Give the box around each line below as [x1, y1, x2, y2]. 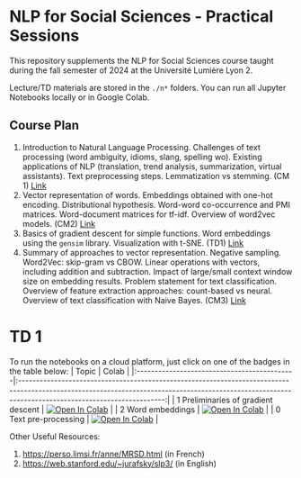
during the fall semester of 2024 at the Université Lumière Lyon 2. [9, 65, 253, 76]
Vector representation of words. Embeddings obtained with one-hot [22, 189, 274, 200]
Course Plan [9, 118, 79, 133]
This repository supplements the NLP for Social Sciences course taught [9, 55, 274, 66]
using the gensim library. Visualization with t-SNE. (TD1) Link [22, 237, 244, 248]
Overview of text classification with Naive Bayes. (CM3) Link [22, 294, 247, 305]
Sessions [9, 25, 80, 46]
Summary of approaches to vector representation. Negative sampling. [22, 247, 281, 257]
